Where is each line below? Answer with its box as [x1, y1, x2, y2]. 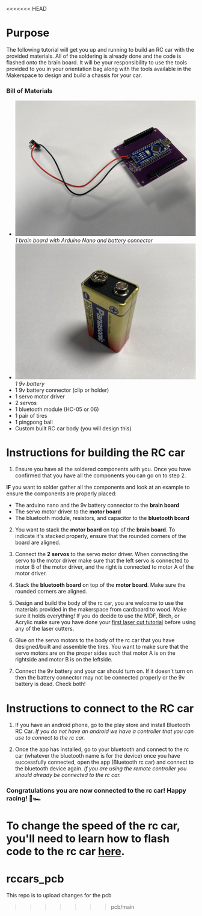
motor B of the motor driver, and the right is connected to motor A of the [14, 563, 194, 571]
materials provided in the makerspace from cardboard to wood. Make [14, 606, 187, 613]
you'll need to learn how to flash [6, 832, 170, 845]
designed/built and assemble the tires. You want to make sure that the [14, 643, 189, 651]
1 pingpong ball [14, 418, 53, 426]
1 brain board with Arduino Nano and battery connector [14, 237, 153, 244]
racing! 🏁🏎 [6, 794, 41, 803]
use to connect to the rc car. [14, 734, 85, 741]
